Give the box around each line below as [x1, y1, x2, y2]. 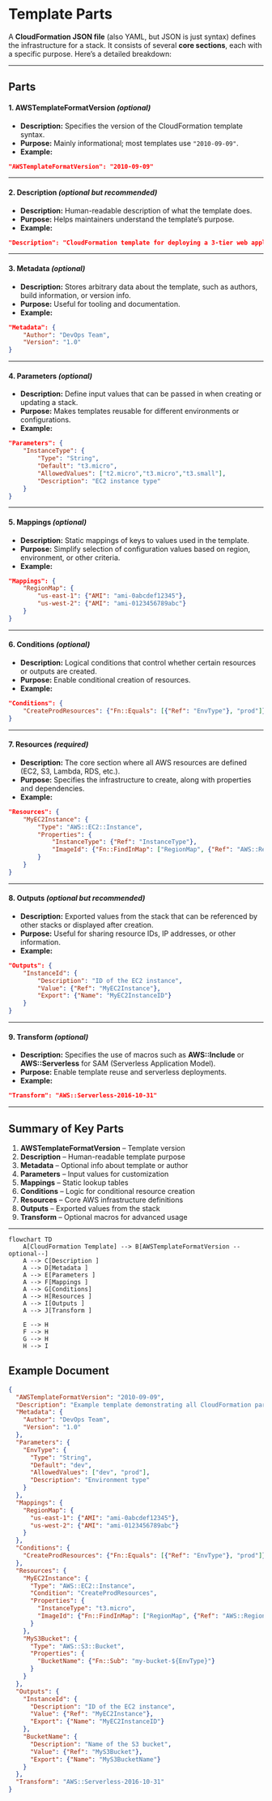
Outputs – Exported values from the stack [19, 1203, 160, 1213]
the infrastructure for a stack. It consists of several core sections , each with [8, 40, 262, 50]
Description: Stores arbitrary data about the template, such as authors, [19, 282, 258, 291]
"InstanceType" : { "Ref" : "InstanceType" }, [51, 838, 198, 847]
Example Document [8, 1364, 109, 1378]
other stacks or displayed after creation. [19, 920, 154, 929]
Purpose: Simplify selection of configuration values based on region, [19, 544, 251, 554]
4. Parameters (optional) [8, 371, 93, 381]
